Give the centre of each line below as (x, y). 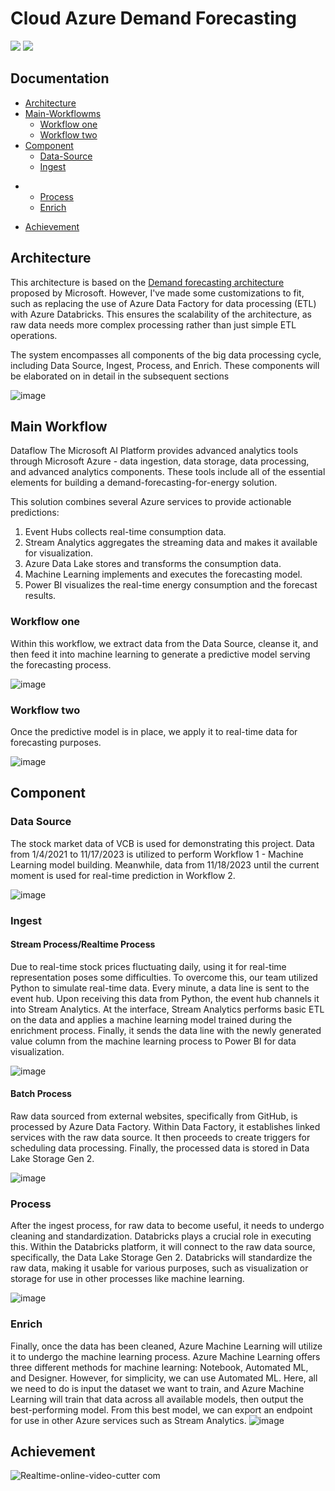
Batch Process (41, 1094)
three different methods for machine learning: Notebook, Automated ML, (159, 1367)
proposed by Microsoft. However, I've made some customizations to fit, (157, 293)
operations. (34, 335)
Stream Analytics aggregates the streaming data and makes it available (171, 543)
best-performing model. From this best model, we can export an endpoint (161, 1409)
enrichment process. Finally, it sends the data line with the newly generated (166, 1030)
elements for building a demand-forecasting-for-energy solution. (144, 483)
